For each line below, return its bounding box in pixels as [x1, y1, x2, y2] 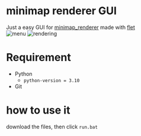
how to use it [6, 103, 70, 117]
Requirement [6, 51, 71, 64]
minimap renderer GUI [6, 4, 117, 18]
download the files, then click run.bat [6, 123, 98, 130]
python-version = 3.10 [23, 77, 80, 83]
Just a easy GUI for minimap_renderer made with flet [6, 24, 135, 31]
